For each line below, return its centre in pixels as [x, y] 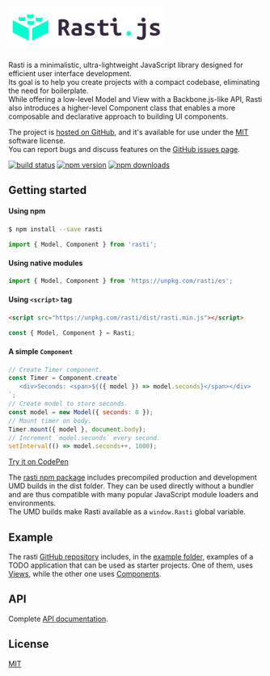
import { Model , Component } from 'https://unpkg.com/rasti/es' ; [120, 281]
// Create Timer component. [56, 370]
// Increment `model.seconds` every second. [84, 438]
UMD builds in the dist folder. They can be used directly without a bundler [131, 486]
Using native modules [46, 263]
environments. [32, 503]
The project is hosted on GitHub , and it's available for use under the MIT [129, 132]
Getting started [48, 190]
